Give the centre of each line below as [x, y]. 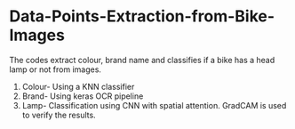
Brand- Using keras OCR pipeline [83, 96]
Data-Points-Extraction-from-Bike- [142, 16]
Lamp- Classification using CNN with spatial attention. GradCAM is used [154, 105]
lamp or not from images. [56, 69]
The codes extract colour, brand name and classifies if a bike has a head [142, 60]
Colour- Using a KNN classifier [78, 86]
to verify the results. [59, 115]
